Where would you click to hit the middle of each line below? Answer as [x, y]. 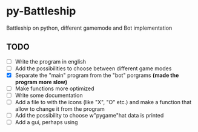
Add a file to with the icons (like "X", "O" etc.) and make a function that [103, 102]
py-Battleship [41, 11]
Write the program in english [51, 61]
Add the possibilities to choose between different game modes [93, 68]
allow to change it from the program [60, 109]
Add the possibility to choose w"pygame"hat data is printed [89, 116]
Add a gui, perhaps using [46, 122]
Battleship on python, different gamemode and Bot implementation [89, 28]
